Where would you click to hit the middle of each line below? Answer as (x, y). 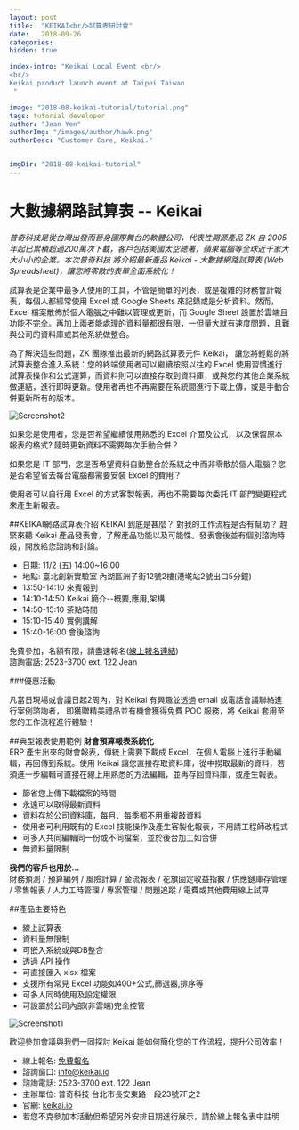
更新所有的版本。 (48, 398)
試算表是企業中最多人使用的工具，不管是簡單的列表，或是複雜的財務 (134, 289)
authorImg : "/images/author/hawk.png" (81, 133)
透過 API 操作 (46, 961)
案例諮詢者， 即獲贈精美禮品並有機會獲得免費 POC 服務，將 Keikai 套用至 (150, 710)
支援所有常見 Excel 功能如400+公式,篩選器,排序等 (113, 983)
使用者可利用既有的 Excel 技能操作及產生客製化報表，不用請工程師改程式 (155, 826)
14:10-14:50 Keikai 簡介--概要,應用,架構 (93, 598)
